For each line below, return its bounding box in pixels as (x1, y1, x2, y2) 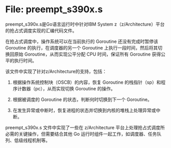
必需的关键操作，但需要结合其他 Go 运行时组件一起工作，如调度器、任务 (5, 131, 157, 137)
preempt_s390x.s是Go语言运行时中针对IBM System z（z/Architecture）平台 (5, 21, 165, 27)
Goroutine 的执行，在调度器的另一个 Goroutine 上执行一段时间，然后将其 (5, 44, 158, 51)
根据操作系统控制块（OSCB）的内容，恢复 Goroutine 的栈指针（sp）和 (12, 79, 161, 85)
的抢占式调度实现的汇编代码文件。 (5, 27, 77, 34)
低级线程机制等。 (14, 137, 50, 143)
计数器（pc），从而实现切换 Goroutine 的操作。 (17, 85, 116, 91)
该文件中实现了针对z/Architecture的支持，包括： (5, 68, 107, 75)
